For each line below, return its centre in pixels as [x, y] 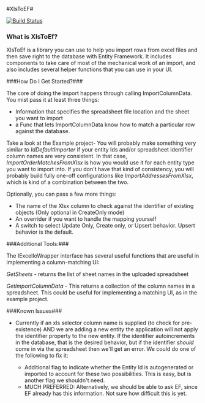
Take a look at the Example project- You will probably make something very [101, 143]
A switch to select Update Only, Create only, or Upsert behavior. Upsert [105, 226]
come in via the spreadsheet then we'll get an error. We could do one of [106, 349]
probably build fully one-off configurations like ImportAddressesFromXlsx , [100, 176]
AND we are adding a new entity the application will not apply [120, 329]
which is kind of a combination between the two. [68, 182]
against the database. [43, 131]
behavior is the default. [44, 232]
